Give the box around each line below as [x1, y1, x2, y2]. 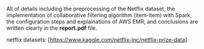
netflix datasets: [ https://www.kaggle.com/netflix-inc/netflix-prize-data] [6, 36, 187, 43]
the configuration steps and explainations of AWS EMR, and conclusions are [6, 18, 198, 25]
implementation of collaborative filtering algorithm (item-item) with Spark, [6, 11, 192, 19]
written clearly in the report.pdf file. [6, 24, 97, 31]
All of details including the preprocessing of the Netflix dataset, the [6, 5, 176, 12]
